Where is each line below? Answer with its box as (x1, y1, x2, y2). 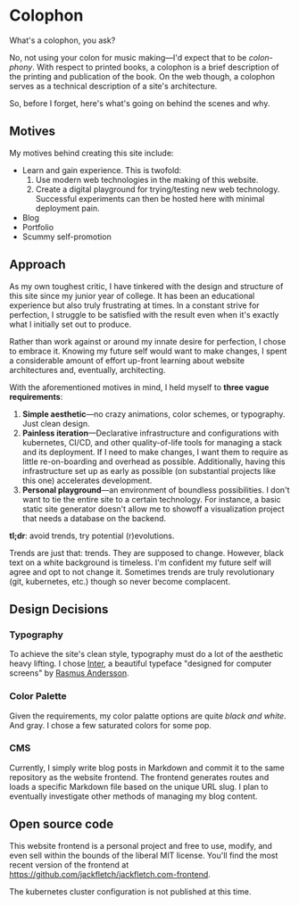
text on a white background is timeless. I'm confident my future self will (9, 557, 272, 568)
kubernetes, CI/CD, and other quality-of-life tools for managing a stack (21, 436, 283, 447)
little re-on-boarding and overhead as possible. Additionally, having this (21, 456, 286, 467)
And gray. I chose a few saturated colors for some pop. (9, 719, 212, 730)
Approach (9, 257, 66, 272)
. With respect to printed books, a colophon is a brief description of (32, 62, 279, 72)
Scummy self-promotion (21, 231, 112, 242)
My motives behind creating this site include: (9, 147, 174, 158)
